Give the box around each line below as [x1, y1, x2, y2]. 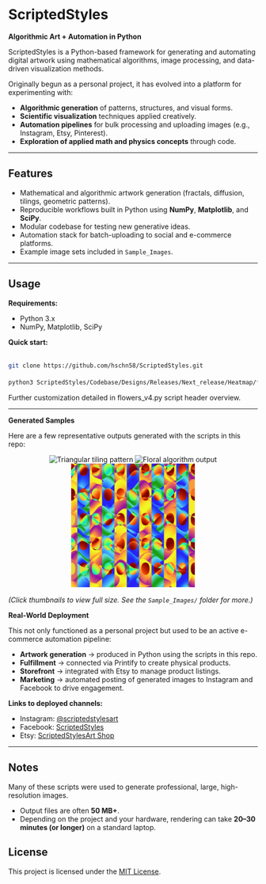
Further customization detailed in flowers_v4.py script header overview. [8, 393, 241, 403]
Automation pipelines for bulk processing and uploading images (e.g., [19, 120, 250, 129]
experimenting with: [8, 87, 74, 97]
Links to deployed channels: [8, 699, 103, 708]
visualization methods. [30, 63, 104, 73]
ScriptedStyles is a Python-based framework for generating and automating [8, 47, 256, 56]
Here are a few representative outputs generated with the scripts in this [8, 431, 241, 441]
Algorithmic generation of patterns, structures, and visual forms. [19, 103, 234, 112]
